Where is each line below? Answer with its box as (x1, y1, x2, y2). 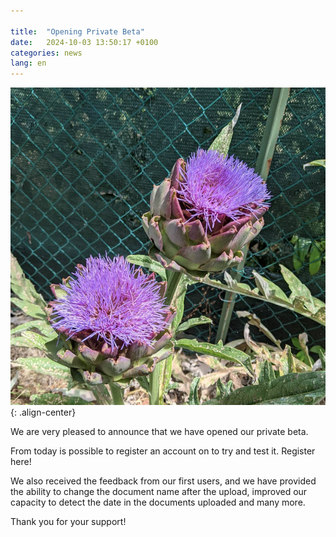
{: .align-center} (10, 406, 77, 419)
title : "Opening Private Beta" (10, 26, 145, 37)
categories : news (10, 48, 83, 58)
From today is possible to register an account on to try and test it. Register (10, 445, 316, 457)
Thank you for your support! (10, 516, 127, 528)
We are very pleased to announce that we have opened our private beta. (10, 426, 309, 438)
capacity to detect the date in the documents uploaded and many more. (10, 496, 306, 509)
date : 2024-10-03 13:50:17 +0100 (10, 37, 159, 47)
